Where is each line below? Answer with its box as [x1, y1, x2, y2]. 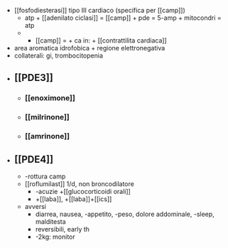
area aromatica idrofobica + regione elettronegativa [13, 44, 165, 52]
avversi [24, 202, 46, 210]
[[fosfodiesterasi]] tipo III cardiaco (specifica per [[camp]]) [13, 6, 186, 14]
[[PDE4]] [13, 153, 54, 166]
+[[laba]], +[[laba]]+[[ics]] [35, 195, 112, 203]
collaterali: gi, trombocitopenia [13, 51, 103, 60]
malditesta [35, 217, 66, 226]
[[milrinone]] [24, 112, 70, 122]
